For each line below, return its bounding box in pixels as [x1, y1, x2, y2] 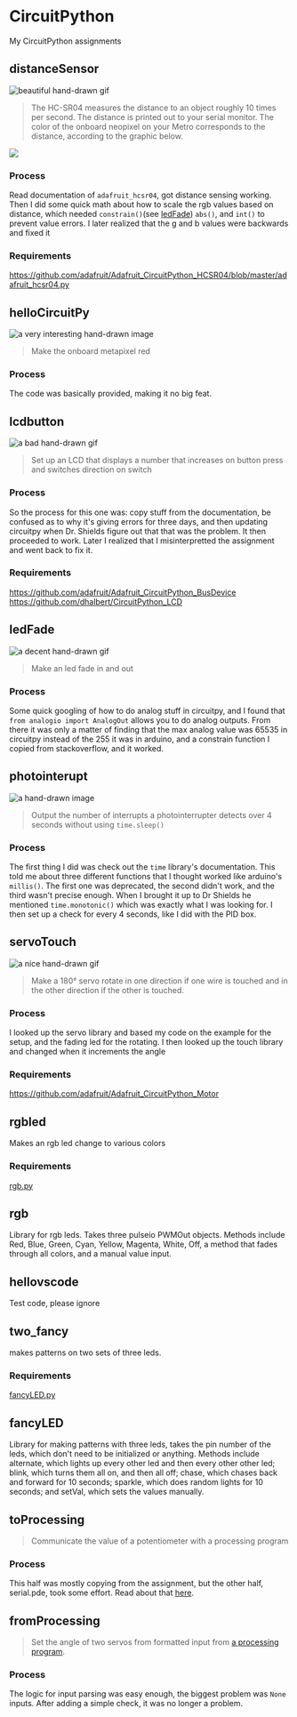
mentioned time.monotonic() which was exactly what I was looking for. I [9, 900, 273, 911]
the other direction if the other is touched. [30, 984, 185, 995]
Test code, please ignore [9, 1298, 100, 1309]
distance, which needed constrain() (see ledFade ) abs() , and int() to [9, 209, 265, 220]
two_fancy [9, 1323, 69, 1339]
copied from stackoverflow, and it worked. [9, 742, 165, 753]
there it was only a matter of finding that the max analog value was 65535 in [9, 724, 288, 734]
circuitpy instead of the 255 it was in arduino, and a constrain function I [9, 734, 270, 744]
